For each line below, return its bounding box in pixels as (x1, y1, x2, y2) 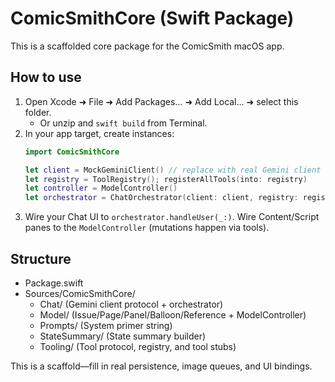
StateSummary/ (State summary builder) (39, 330, 207, 342)
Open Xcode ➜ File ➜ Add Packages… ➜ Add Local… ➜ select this (24, 95, 299, 107)
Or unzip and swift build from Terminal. (39, 117, 208, 129)
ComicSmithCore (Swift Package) (10, 7, 295, 30)
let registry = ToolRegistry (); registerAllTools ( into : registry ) (24, 174, 308, 184)
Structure (10, 250, 72, 267)
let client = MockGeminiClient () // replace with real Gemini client (24, 165, 322, 175)
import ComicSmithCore (24, 147, 120, 157)
